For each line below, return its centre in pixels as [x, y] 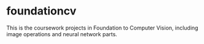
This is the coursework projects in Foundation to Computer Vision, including [102, 28]
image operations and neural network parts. [62, 34]
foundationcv [41, 11]
